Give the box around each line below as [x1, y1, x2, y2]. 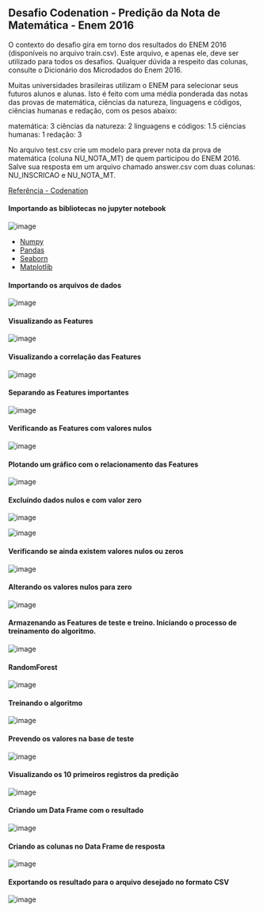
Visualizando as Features [8, 316, 93, 325]
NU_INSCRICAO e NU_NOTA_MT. [8, 170, 116, 179]
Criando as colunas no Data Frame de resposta [8, 841, 166, 851]
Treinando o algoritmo [8, 698, 83, 707]
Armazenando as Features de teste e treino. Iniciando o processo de [8, 618, 238, 628]
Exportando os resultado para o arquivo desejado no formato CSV [8, 877, 230, 887]
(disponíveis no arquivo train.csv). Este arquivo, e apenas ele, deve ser [8, 48, 239, 58]
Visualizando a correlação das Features [8, 352, 142, 362]
